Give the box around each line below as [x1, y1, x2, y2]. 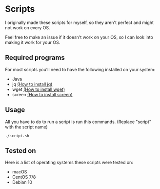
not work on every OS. [5, 24, 50, 30]
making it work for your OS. [5, 39, 60, 45]
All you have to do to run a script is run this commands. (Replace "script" [5, 119, 151, 125]
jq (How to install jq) [12, 81, 53, 87]
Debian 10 [12, 179, 33, 185]
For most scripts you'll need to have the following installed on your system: [5, 66, 156, 72]
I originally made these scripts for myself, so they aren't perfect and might [5, 20, 154, 25]
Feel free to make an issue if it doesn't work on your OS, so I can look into [5, 34, 154, 40]
